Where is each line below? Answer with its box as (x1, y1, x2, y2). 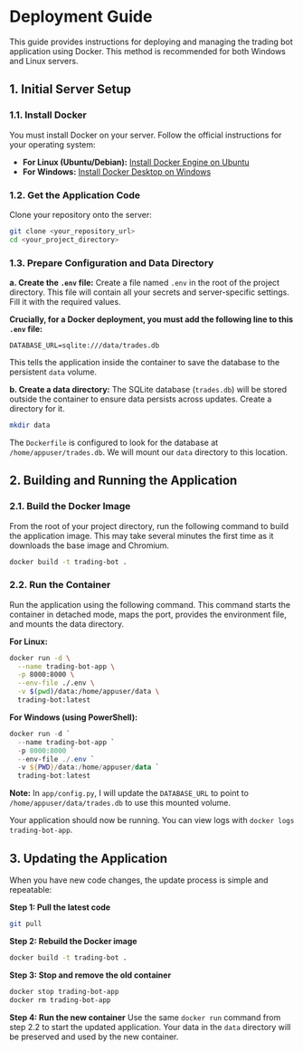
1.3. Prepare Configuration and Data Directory (9, 256, 214, 269)
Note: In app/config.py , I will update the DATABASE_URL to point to (9, 788, 249, 799)
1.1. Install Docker (9, 109, 88, 121)
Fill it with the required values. (9, 296, 121, 307)
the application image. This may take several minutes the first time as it (9, 530, 274, 541)
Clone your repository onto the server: (9, 209, 152, 220)
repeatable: (9, 885, 52, 895)
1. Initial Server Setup (9, 81, 131, 97)
